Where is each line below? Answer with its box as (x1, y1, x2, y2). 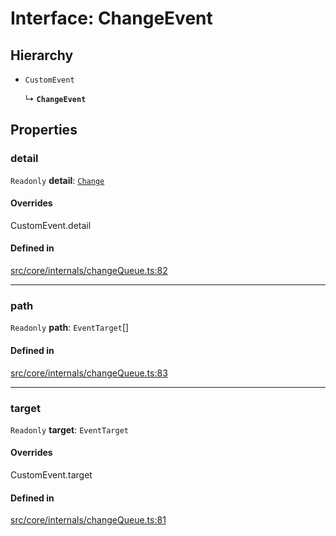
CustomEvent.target (10, 469, 93, 481)
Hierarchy (10, 47, 74, 64)
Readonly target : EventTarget (10, 423, 129, 436)
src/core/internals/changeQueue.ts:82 (10, 265, 168, 277)
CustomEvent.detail (10, 219, 92, 231)
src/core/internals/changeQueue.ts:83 (10, 367, 168, 379)
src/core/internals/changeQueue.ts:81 (10, 514, 167, 526)
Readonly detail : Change (10, 174, 105, 186)
